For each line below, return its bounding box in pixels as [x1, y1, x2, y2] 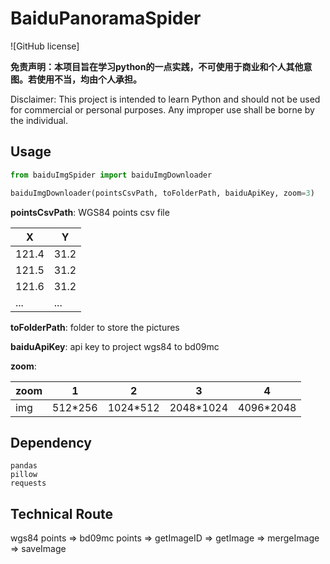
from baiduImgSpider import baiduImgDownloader [10, 170, 213, 180]
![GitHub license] [10, 40, 80, 52]
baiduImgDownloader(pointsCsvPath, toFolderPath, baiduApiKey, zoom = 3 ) [10, 188, 315, 198]
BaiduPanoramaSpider [10, 7, 202, 30]
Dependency [10, 434, 92, 451]
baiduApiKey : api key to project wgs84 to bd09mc [10, 340, 220, 352]
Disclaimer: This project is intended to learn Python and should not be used [10, 93, 321, 105]
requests [10, 478, 47, 489]
